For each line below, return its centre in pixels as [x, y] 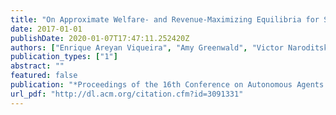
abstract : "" [37, 66]
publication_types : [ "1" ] [64, 57]
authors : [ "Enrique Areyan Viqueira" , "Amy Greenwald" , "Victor [147, 47]
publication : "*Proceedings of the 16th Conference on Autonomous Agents [167, 85]
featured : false [44, 76]
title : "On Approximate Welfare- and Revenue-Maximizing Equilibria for [165, 19]
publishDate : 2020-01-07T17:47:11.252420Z [100, 38]
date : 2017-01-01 [46, 29]
